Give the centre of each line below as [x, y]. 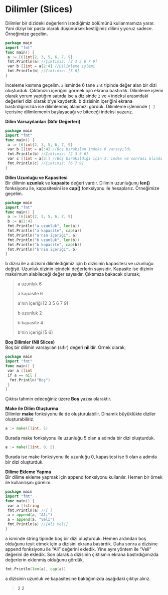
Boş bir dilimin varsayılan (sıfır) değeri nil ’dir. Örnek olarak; [66, 347]
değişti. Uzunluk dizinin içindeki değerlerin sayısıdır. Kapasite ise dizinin [79, 269]
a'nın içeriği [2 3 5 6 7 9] [43, 303]
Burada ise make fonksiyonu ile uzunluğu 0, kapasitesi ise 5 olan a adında [81, 457]
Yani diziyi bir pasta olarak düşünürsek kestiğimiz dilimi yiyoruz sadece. [79, 28]
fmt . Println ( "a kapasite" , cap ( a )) [44, 231]
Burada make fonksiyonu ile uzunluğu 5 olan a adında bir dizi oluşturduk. [80, 438]
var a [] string [23, 506]
